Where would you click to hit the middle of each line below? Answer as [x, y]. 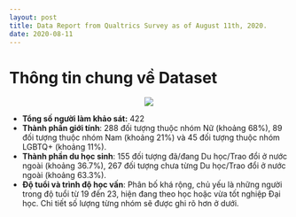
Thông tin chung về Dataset [113, 77]
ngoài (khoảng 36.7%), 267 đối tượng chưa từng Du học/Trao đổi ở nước [154, 166]
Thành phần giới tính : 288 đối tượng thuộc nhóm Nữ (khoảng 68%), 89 [152, 128]
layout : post [33, 17]
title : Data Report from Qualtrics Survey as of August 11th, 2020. [138, 26]
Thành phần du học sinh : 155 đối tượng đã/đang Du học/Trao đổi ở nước [155, 157]
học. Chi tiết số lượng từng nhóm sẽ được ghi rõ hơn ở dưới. [130, 204]
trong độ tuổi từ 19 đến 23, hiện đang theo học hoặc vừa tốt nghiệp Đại [151, 194]
